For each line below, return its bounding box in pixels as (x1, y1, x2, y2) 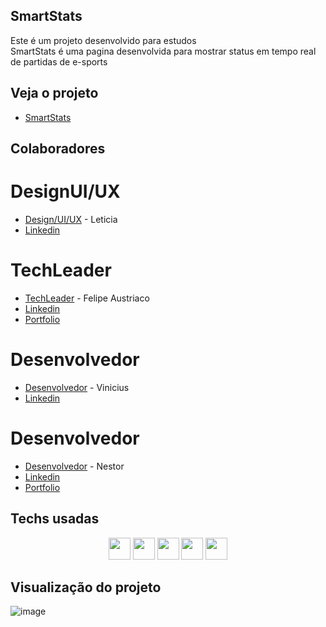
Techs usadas (10, 510, 100, 528)
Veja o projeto (10, 85, 99, 102)
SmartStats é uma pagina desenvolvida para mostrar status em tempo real (10, 45, 317, 57)
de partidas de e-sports (10, 55, 108, 68)
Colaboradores (10, 140, 106, 158)
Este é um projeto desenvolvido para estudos (10, 34, 197, 46)
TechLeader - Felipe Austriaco (24, 292, 150, 304)
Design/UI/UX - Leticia (24, 213, 118, 225)
